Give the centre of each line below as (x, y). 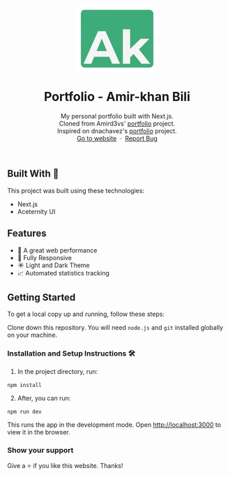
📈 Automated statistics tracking (63, 273)
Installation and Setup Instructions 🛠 (71, 354)
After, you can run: (44, 398)
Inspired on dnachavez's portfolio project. (117, 130)
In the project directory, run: (58, 371)
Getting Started (41, 297)
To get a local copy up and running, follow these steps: (86, 314)
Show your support (40, 450)
